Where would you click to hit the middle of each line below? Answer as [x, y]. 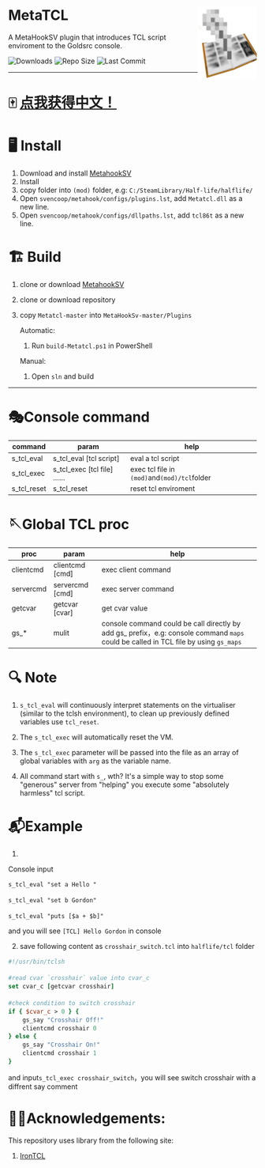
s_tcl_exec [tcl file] [83, 469]
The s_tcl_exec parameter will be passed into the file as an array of [129, 752]
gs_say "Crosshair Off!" [63, 1020]
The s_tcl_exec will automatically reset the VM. [96, 737]
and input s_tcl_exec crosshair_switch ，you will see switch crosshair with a [132, 1077]
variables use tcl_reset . [59, 721]
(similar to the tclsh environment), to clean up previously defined [125, 713]
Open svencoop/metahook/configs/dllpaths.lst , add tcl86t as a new [132, 215]
